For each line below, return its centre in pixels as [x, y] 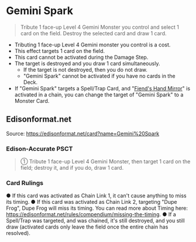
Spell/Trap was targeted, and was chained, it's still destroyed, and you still [96, 221]
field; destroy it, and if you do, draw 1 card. [72, 168]
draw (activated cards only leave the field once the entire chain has [87, 227]
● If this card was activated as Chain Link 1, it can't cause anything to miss [96, 196]
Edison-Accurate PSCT [39, 149]
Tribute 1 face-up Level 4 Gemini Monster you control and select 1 [100, 27]
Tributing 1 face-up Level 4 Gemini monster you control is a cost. [92, 45]
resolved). [18, 233]
